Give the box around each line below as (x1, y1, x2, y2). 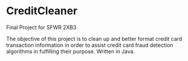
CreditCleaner (6, 4, 78, 18)
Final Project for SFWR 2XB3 (6, 24, 76, 31)
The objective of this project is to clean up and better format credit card (6, 35, 183, 42)
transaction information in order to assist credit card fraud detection (6, 41, 173, 49)
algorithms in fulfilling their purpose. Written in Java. (6, 47, 135, 54)
